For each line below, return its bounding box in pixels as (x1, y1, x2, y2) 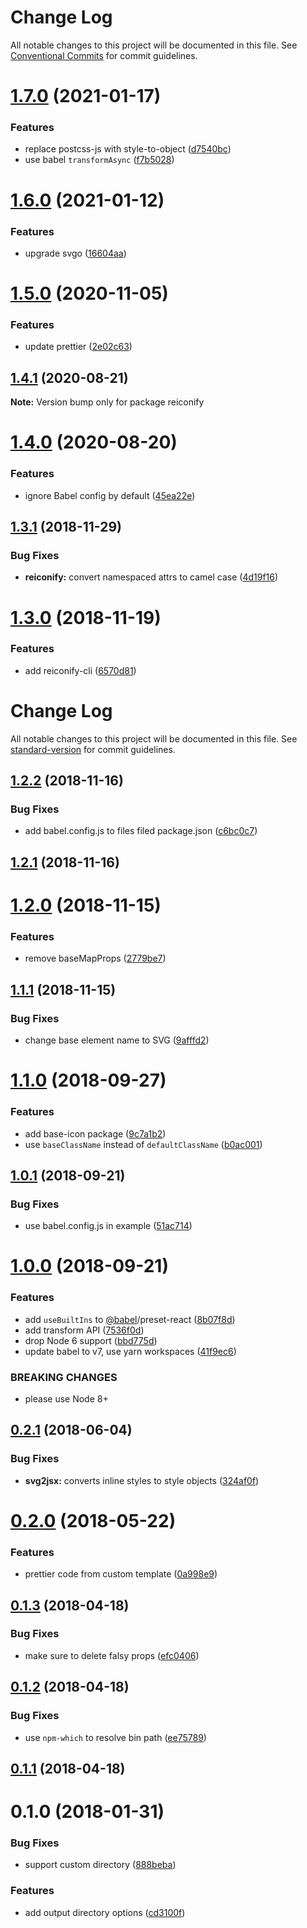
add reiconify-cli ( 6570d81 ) (24, 664, 137, 676)
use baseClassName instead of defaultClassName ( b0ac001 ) (24, 1138, 263, 1150)
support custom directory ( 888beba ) (24, 1859, 177, 1871)
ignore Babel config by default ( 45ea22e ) (24, 489, 196, 501)
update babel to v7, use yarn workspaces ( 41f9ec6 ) (24, 1345, 237, 1357)
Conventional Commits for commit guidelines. (10, 49, 198, 61)
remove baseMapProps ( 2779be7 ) (24, 952, 167, 965)
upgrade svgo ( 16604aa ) (24, 247, 127, 259)
